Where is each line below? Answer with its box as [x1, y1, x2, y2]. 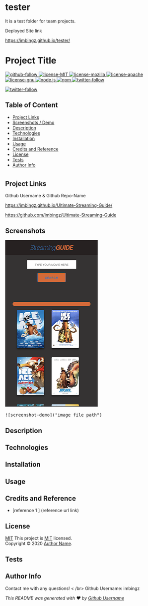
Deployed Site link [5, 27, 42, 33]
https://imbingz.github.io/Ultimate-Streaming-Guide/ [5, 202, 113, 208]
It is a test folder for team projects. [5, 18, 76, 24]
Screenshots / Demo [12, 119, 55, 125]
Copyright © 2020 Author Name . [5, 541, 73, 547]
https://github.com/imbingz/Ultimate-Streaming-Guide [5, 212, 117, 218]
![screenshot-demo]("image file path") [5, 412, 102, 418]
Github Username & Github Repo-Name [5, 193, 86, 199]
